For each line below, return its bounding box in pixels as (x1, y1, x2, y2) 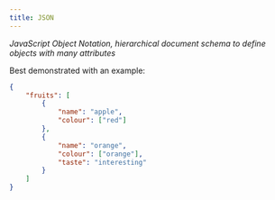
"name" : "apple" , (57, 107, 124, 117)
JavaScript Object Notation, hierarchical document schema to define (9, 38, 266, 49)
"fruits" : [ (25, 91, 70, 100)
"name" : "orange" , (57, 141, 127, 150)
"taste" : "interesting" (57, 158, 147, 167)
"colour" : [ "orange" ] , (57, 150, 143, 159)
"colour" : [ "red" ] (57, 116, 127, 125)
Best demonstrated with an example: (9, 65, 146, 76)
